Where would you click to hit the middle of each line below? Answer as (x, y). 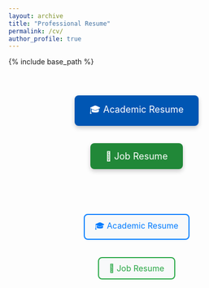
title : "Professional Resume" (60, 24)
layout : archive (36, 16)
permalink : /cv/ (36, 31)
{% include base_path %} (51, 62)
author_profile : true (45, 39)
